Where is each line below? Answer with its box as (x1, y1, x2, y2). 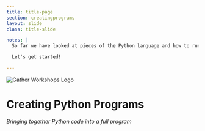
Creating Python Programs (6, 97, 145, 111)
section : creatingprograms (6, 15, 75, 21)
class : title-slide (6, 26, 56, 32)
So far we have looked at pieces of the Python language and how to (12, 43, 190, 49)
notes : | (6, 37, 29, 43)
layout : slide (6, 20, 43, 26)
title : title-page (6, 9, 53, 15)
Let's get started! (12, 54, 62, 60)
